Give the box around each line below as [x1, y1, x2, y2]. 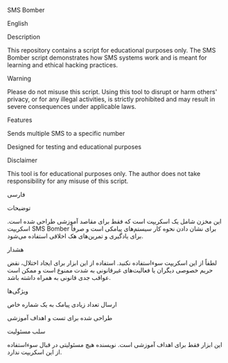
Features [7, 116, 33, 124]
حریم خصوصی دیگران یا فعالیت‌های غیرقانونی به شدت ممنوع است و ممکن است [7, 266, 213, 274]
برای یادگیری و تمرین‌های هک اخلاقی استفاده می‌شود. [7, 232, 143, 240]
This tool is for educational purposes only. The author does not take [7, 170, 201, 177]
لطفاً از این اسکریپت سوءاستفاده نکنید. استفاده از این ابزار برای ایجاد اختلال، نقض [7, 259, 217, 267]
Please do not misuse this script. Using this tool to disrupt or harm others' [7, 88, 218, 96]
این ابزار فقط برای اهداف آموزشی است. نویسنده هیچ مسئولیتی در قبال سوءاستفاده [7, 341, 223, 348]
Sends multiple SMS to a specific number [7, 130, 125, 137]
